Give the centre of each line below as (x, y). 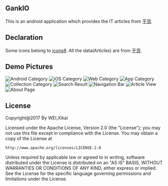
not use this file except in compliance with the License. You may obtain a (81, 133)
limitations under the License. (36, 179)
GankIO (17, 8)
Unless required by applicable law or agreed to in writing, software (75, 158)
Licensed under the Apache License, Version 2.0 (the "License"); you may (83, 128)
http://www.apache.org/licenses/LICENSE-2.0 (53, 148)
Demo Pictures (29, 67)
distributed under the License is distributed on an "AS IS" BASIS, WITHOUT (84, 163)
